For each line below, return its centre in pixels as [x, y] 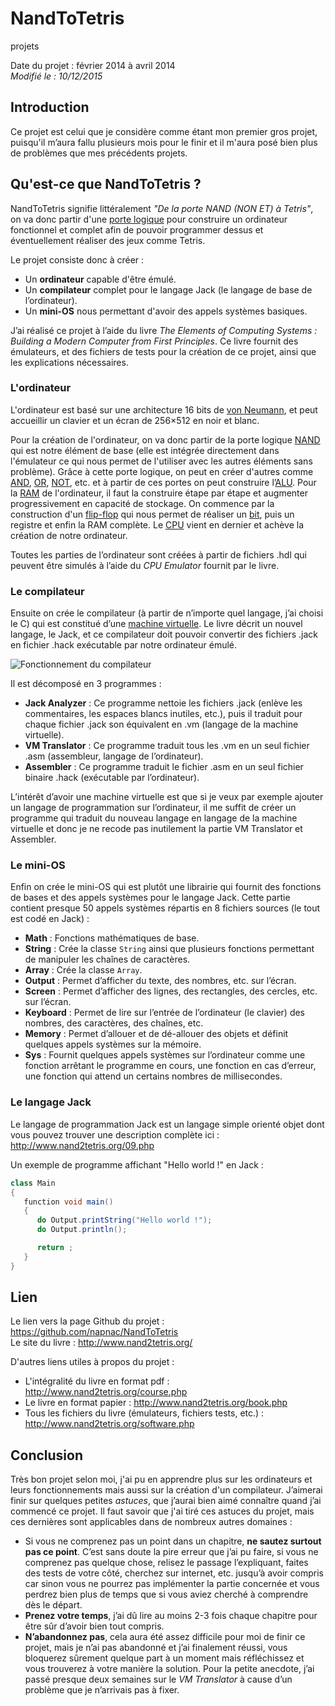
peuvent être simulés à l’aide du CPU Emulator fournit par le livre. [145, 565]
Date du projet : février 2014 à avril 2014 [93, 65]
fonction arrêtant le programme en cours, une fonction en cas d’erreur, [170, 1066]
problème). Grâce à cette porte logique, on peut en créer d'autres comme [162, 471]
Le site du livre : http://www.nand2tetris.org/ [101, 1343]
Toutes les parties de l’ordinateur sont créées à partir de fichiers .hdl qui [158, 554]
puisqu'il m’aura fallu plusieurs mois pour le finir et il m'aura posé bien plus [164, 142]
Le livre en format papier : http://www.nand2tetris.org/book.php [156, 1403]
